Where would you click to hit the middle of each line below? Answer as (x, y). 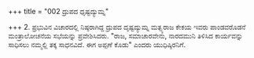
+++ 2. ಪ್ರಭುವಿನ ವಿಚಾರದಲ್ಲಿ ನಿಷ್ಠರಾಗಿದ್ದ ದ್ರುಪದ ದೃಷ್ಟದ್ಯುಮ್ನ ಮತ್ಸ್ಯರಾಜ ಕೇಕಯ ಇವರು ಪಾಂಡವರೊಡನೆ (127, 27)
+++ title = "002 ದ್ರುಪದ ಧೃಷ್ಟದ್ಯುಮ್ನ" (59, 11)
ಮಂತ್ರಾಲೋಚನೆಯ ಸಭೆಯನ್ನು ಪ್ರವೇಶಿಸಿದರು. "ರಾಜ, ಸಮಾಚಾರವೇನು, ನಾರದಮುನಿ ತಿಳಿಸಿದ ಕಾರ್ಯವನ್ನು (126, 36)
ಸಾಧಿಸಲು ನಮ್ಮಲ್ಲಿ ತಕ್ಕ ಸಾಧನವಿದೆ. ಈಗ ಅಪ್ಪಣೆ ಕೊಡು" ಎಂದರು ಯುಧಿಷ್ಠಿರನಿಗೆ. (97, 45)
